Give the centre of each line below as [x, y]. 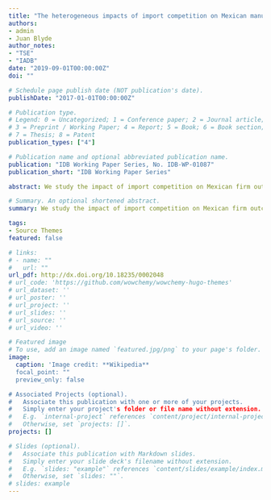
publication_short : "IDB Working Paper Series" [90, 172]
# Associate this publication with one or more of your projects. [126, 402]
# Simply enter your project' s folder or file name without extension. [135, 409]
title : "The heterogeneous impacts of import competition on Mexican [128, 16]
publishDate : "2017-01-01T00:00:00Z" [72, 98]
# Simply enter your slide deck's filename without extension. [120, 461]
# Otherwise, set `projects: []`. [70, 424]
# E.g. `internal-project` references [77, 417]
